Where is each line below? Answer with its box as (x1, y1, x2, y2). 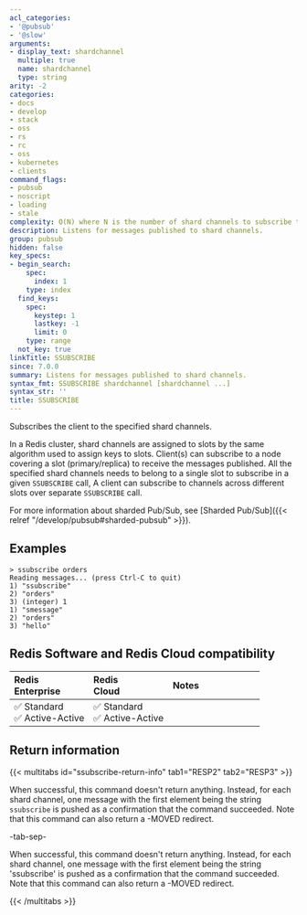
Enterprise (14, 685, 61, 697)
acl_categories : (9, 13, 71, 23)
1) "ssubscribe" (9, 581, 71, 590)
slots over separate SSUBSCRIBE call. (9, 487, 143, 498)
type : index (26, 285, 71, 294)
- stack (9, 115, 39, 124)
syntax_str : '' (9, 388, 68, 397)
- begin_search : (9, 260, 71, 270)
